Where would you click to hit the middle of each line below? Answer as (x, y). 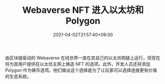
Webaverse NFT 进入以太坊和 (83, 10)
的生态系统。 (18, 76)
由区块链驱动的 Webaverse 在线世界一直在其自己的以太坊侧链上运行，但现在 (83, 58)
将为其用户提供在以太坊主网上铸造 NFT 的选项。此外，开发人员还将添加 (78, 64)
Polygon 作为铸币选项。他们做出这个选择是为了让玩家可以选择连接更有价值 (81, 70)
